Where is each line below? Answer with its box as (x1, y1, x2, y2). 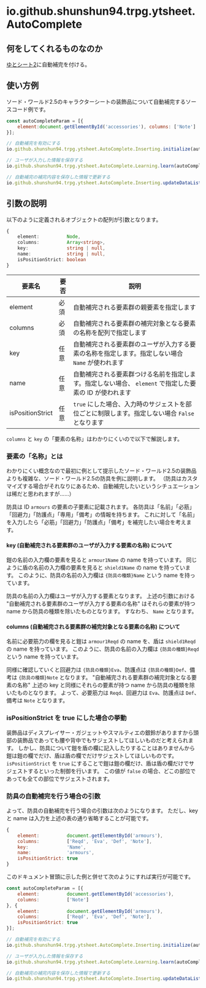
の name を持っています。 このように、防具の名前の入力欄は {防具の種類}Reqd (6, 645, 199, 653)
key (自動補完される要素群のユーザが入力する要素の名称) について (6, 541, 173, 549)
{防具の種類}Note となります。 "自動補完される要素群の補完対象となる (18, 674, 192, 681)
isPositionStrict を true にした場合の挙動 (6, 714, 127, 723)
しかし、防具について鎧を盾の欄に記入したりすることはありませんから (18, 744, 195, 751)
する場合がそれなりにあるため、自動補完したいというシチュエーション (22, 482, 200, 490)
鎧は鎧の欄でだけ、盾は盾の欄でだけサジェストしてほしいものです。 (6, 751, 178, 759)
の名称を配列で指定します (73, 328, 147, 337)
